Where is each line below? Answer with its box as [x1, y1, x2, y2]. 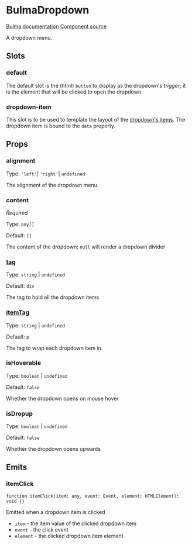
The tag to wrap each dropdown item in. [6, 344, 103, 351]
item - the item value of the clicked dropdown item [14, 520, 136, 527]
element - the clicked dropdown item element [14, 532, 124, 539]
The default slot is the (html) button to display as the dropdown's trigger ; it [6, 82, 186, 89]
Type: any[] [6, 220, 35, 227]
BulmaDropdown [6, 4, 90, 17]
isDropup [6, 409, 33, 418]
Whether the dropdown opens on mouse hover [6, 395, 119, 402]
